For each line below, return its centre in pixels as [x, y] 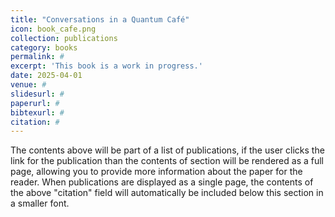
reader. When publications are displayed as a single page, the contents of [162, 182]
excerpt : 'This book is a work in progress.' [106, 66]
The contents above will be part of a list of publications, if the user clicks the [167, 150]
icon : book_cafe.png [53, 29]
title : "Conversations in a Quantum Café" [100, 19]
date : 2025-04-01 [46, 76]
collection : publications [64, 38]
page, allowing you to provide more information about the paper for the [156, 172]
